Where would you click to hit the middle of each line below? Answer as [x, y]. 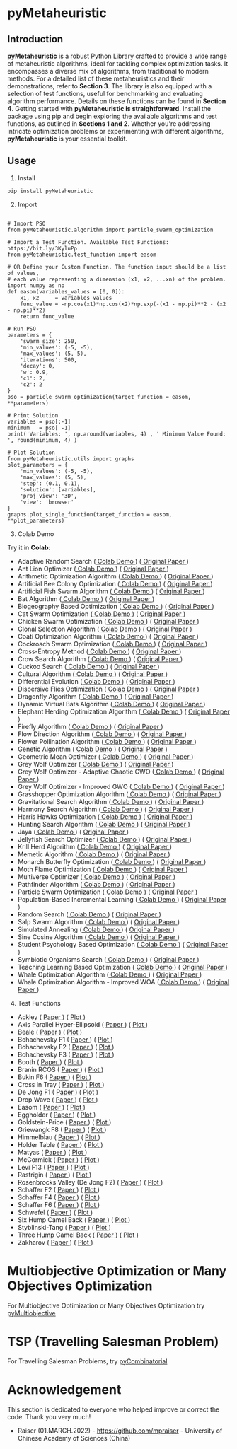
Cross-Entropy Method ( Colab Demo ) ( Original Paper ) [99, 651]
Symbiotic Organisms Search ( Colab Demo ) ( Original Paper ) [108, 959]
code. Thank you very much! [49, 1416]
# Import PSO [27, 223]
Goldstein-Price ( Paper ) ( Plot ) [64, 1122]
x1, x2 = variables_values [66, 298]
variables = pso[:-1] [39, 421]
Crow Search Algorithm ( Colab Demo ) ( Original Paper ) [100, 658]
